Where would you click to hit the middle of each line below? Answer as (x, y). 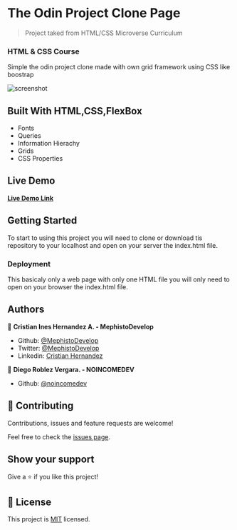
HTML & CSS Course (43, 51)
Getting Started (42, 220)
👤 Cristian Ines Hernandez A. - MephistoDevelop (81, 326)
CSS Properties (40, 159)
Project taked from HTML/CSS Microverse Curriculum (104, 33)
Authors (26, 310)
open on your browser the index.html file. (68, 286)
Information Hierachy (49, 144)
